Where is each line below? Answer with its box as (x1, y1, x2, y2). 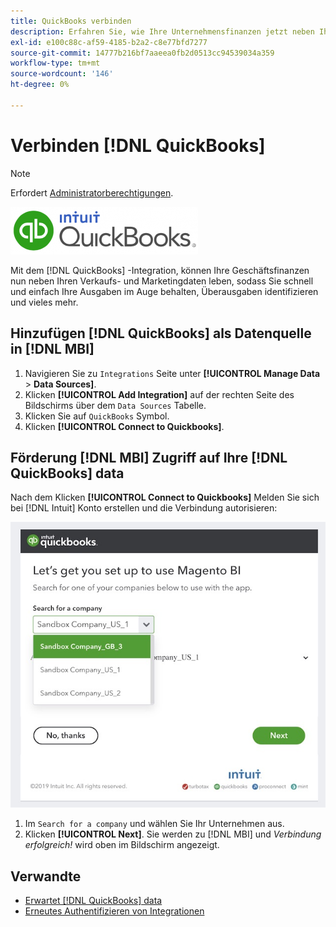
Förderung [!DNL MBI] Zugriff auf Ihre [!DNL (10, 449, 288, 466)
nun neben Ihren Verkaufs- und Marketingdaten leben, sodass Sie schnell (10, 275, 314, 287)
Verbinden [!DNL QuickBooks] (10, 134, 266, 157)
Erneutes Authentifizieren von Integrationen (24, 905, 205, 917)
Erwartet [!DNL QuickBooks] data (24, 895, 163, 907)
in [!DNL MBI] (10, 341, 95, 358)
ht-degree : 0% (10, 80, 70, 90)
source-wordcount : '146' (10, 69, 114, 79)
